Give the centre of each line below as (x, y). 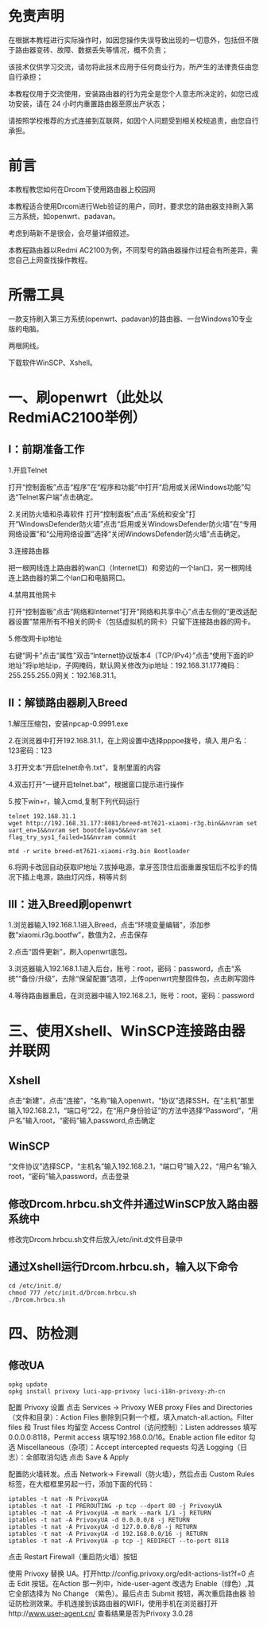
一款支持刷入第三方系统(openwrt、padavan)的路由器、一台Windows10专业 (130, 319)
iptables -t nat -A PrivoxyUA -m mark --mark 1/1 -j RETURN (110, 1513)
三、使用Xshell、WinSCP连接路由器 (127, 1030)
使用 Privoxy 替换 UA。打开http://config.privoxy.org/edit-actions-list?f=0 (127, 1573)
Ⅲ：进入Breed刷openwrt (70, 905)
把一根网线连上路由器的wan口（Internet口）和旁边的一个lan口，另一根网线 (130, 567)
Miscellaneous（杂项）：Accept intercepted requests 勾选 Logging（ (129, 1447)
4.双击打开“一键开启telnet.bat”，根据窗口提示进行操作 (96, 784)
